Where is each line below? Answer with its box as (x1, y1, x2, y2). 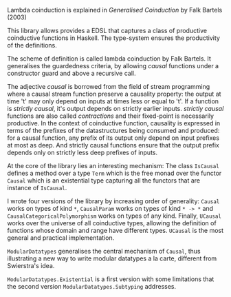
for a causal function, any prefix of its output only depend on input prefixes (7, 134, 220, 142)
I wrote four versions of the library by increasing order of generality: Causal (7, 197, 220, 205)
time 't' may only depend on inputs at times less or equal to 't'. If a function (7, 97, 219, 105)
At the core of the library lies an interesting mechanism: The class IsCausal (7, 162, 220, 170)
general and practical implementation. (7, 234, 115, 242)
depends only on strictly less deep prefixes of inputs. (7, 148, 158, 156)
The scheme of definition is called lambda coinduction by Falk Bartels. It (7, 54, 212, 63)
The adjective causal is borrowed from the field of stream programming (7, 83, 210, 90)
